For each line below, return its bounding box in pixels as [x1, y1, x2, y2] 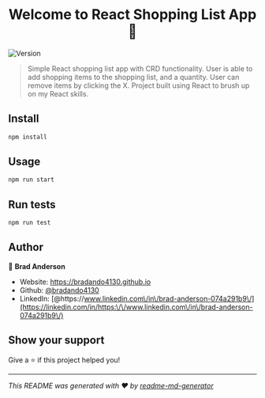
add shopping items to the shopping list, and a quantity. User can [27, 72, 240, 81]
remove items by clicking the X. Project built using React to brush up [27, 81, 250, 90]
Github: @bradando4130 [19, 285, 100, 294]
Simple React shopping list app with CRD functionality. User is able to [27, 63, 253, 73]
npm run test [8, 219, 51, 227]
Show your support [8, 334, 105, 347]
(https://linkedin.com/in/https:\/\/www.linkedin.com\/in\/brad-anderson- [19, 302, 254, 312]
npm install [8, 133, 47, 141]
